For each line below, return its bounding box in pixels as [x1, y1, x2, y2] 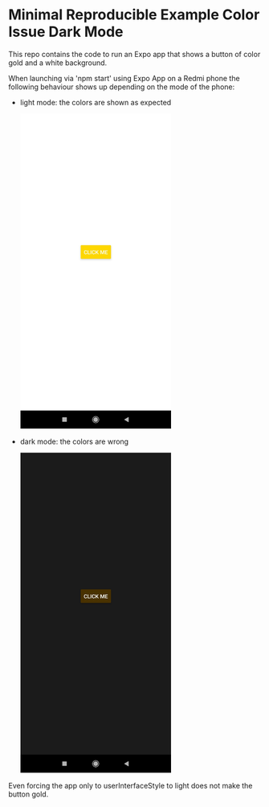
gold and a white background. [8, 58, 108, 68]
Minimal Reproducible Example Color [8, 6, 260, 24]
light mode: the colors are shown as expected [19, 97, 172, 107]
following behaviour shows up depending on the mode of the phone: [8, 82, 235, 92]
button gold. [8, 789, 49, 799]
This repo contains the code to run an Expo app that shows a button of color [8, 49, 261, 59]
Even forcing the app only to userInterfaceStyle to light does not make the [8, 781, 253, 791]
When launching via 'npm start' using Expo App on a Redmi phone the [8, 73, 240, 83]
